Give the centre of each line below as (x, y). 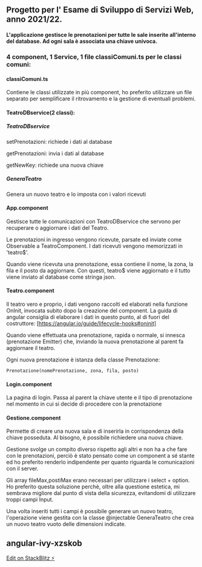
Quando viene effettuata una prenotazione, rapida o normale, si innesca (96, 335)
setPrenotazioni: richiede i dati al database (59, 141)
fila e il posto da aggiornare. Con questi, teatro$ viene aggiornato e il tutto (98, 270)
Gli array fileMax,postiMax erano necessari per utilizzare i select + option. (98, 481)
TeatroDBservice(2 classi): (41, 112)
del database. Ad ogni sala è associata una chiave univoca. (82, 41)
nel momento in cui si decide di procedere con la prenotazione (84, 404)
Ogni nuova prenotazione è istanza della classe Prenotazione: (83, 360)
